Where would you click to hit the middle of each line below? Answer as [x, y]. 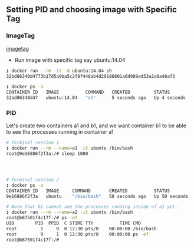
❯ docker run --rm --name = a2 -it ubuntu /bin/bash [70, 212]
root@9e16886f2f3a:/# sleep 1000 [47, 154]
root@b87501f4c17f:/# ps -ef [42, 218]
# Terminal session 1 [33, 143]
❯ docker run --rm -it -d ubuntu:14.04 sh [59, 71]
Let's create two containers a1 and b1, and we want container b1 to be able [96, 125]
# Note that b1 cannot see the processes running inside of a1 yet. [92, 207]
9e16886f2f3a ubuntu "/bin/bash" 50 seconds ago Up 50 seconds [97, 196]
